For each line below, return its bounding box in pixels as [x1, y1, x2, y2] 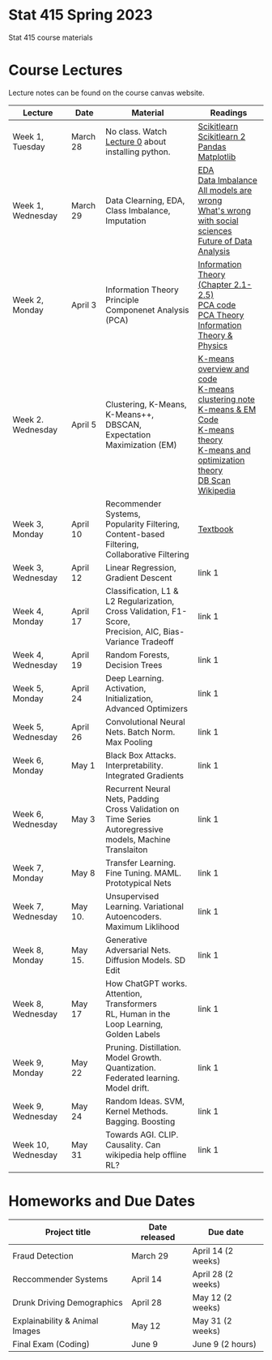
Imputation [104, 215, 147, 226]
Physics [198, 339, 228, 351]
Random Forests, [104, 649, 170, 661]
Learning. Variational [104, 901, 185, 912]
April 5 [71, 419, 97, 430]
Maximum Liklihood [104, 921, 180, 932]
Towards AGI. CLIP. [104, 1129, 179, 1140]
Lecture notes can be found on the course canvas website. [8, 88, 205, 97]
